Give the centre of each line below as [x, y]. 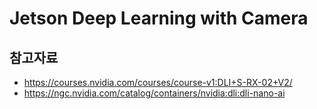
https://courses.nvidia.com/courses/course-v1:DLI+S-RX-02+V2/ [158, 82]
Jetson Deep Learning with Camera [159, 18]
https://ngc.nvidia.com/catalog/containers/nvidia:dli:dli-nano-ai [154, 93]
